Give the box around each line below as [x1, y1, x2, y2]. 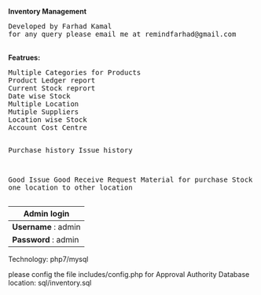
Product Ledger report [8, 76, 96, 85]
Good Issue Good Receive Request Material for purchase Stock [8, 175, 253, 184]
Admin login [23, 208, 70, 219]
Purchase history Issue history [8, 146, 133, 154]
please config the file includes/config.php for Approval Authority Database [8, 270, 250, 278]
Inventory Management [8, 7, 87, 16]
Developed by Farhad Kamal [8, 22, 112, 31]
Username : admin [12, 222, 81, 232]
